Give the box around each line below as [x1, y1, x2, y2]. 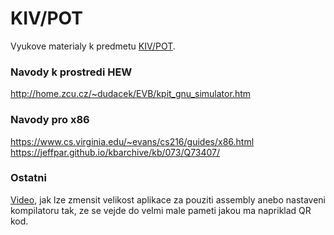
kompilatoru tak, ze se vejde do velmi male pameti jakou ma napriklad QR [10, 204, 312, 216]
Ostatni [10, 171, 47, 185]
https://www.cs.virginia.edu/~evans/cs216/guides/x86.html [10, 135, 255, 147]
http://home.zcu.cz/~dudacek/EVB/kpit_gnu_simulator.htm [10, 88, 252, 100]
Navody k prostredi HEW [10, 65, 133, 79]
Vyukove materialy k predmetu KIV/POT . [10, 40, 176, 52]
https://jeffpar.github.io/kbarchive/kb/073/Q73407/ [10, 146, 221, 158]
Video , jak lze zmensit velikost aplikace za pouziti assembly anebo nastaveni [10, 193, 326, 206]
